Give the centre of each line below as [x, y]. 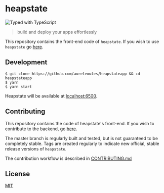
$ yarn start [19, 87]
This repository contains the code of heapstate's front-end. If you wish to [80, 123]
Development [26, 62]
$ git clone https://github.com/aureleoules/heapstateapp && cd [73, 74]
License [18, 174]
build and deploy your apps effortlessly [57, 32]
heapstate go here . [24, 47]
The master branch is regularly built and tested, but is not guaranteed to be [82, 138]
